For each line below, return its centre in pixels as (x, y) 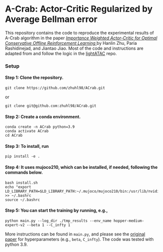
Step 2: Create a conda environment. (43, 117)
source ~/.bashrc (23, 200)
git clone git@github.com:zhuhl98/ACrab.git (51, 106)
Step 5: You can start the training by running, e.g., (57, 211)
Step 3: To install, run (27, 146)
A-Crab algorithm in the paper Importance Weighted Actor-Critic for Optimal (81, 38)
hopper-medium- (129, 221)
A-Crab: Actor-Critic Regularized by (79, 9)
